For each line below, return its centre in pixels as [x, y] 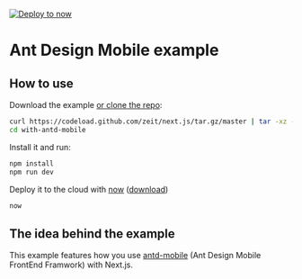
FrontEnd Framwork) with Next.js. [71, 265]
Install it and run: [40, 147]
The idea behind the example [92, 234]
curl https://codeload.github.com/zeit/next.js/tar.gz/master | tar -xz [148, 121]
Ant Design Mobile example [114, 50]
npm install [31, 163]
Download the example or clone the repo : [86, 105]
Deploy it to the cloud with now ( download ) [89, 189]
